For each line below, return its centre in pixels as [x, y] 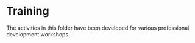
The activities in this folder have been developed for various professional [98, 28]
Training [28, 11]
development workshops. [38, 34]
